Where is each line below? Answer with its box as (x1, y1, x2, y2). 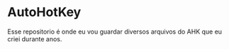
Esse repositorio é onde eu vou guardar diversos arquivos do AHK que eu (7, 27, 222, 36)
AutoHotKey (7, 4, 82, 20)
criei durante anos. (7, 34, 62, 43)
